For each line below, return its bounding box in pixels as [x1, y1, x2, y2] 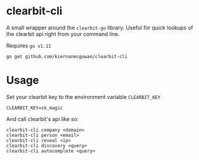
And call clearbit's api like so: [6, 115, 79, 122]
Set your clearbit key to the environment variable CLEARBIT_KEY [6, 93, 161, 100]
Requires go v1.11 [6, 42, 52, 49]
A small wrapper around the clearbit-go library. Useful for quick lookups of [6, 24, 194, 31]
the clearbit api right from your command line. [6, 30, 120, 37]
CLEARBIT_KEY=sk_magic [6, 105, 63, 111]
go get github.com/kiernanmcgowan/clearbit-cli [6, 53, 128, 59]
